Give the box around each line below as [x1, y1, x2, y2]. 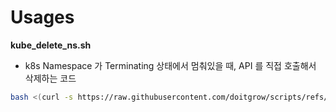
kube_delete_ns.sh [10, 39, 92, 51]
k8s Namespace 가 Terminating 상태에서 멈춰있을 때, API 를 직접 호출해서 [24, 59, 317, 71]
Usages [10, 6, 75, 29]
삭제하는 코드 [24, 72, 77, 84]
